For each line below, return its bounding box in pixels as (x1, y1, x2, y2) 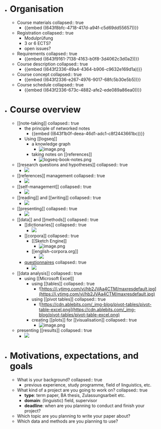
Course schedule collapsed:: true (17, 82, 84, 87)
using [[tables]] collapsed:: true (31, 281, 95, 286)
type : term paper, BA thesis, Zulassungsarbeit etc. (24, 392, 126, 398)
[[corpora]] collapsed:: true (24, 233, 79, 239)
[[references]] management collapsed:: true (17, 172, 105, 179)
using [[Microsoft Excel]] (24, 275, 74, 281)
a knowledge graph (31, 141, 71, 147)
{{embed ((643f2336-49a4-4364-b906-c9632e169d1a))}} (24, 66, 142, 72)
